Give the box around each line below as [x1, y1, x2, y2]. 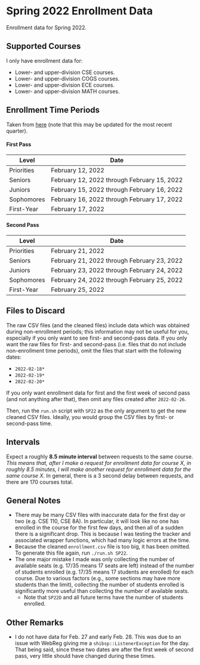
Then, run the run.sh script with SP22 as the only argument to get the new [6, 407, 187, 414]
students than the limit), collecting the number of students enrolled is [14, 581, 185, 589]
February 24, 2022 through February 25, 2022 [50, 276, 183, 284]
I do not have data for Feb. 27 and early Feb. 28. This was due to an [14, 633, 181, 641]
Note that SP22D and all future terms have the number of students [23, 594, 184, 601]
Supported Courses [6, 41, 81, 51]
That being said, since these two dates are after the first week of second [14, 646, 194, 653]
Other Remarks [6, 617, 64, 627]
